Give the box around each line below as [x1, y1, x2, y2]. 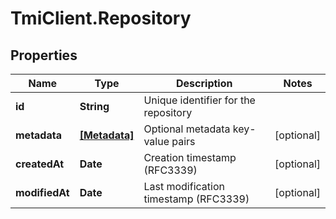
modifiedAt [15, 186, 70, 199]
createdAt [15, 157, 65, 171]
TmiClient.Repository [10, 7, 192, 30]
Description [176, 77, 233, 90]
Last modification [143, 180, 225, 193]
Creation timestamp [143, 151, 237, 164]
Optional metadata [143, 122, 231, 136]
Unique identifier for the [143, 93, 256, 107]
